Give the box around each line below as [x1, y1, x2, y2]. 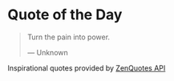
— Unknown [26, 47, 69, 57]
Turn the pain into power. [26, 32, 110, 42]
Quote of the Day [7, 6, 123, 24]
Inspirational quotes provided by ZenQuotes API [7, 63, 166, 73]
